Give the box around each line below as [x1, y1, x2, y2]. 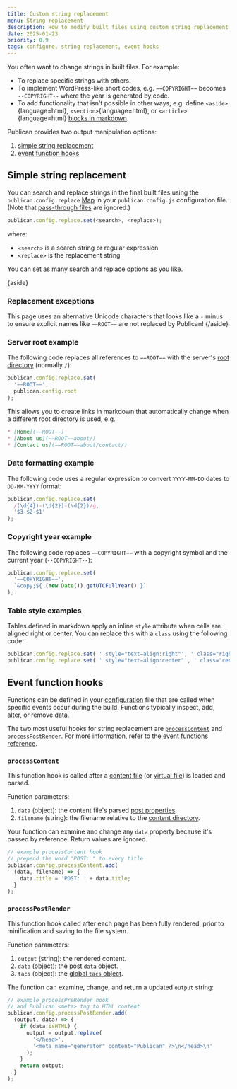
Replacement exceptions [7, 296, 95, 306]
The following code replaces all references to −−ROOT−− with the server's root [7, 353, 230, 362]
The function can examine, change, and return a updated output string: [7, 983, 214, 991]
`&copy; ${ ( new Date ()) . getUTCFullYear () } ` [13, 582, 147, 589]
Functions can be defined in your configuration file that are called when [7, 695, 215, 704]
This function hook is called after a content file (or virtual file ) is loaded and [7, 771, 226, 780]
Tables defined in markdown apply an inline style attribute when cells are [7, 622, 221, 630]
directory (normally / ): [7, 361, 72, 369]
